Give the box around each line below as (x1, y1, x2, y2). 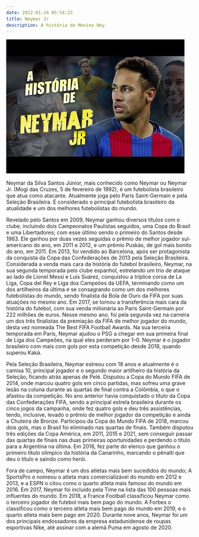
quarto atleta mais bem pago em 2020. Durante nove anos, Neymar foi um (6, 511, 188, 519)
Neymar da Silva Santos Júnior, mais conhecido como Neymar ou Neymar (6, 179, 187, 187)
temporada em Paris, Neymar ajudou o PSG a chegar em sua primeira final (6, 330, 188, 338)
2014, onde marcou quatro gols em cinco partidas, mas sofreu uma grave (6, 380, 186, 387)
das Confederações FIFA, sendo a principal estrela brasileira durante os (6, 399, 182, 406)
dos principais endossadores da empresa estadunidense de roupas (6, 518, 171, 525)
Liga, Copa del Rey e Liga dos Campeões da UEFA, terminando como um (6, 280, 184, 287)
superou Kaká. (6, 349, 42, 357)
